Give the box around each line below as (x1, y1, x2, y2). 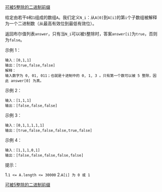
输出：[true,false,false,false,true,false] (5, 128, 92, 133)
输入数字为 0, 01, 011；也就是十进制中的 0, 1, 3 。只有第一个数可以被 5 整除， (5, 73, 153, 78)
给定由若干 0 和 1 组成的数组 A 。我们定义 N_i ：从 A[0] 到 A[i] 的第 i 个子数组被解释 (5, 15, 157, 20)
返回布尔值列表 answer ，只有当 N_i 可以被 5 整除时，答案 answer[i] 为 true (5, 31, 145, 36)
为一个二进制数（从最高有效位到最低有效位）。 (5, 21, 97, 26)
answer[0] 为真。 (11, 79, 44, 83)
